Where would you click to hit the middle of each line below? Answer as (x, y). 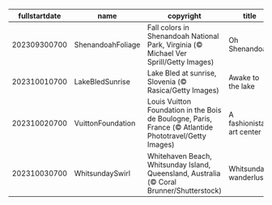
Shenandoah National (183, 36)
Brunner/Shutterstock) (185, 190)
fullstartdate (40, 15)
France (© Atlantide (180, 127)
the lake (242, 86)
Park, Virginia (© (175, 45)
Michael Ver (167, 53)
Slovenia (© (167, 81)
